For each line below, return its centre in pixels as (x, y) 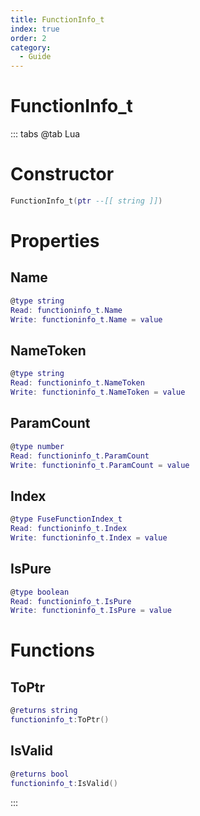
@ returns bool (40, 774)
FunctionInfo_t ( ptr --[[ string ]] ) (86, 201)
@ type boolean (40, 592)
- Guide (35, 57)
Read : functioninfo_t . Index (69, 529)
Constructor (62, 174)
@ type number (37, 446)
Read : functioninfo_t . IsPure (71, 601)
